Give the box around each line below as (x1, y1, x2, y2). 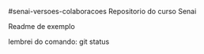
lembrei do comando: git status (8, 37, 110, 46)
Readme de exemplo (8, 22, 75, 31)
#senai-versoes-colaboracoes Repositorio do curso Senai (8, 7, 197, 16)
